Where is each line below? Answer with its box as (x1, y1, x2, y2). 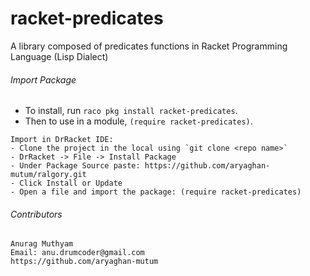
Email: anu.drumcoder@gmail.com (10, 248, 145, 258)
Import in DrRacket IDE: (10, 135, 114, 145)
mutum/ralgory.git (10, 170, 87, 180)
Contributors (10, 208, 63, 220)
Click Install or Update (19, 178, 123, 189)
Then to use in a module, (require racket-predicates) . (24, 115, 253, 127)
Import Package (10, 73, 77, 86)
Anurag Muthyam (10, 239, 74, 249)
